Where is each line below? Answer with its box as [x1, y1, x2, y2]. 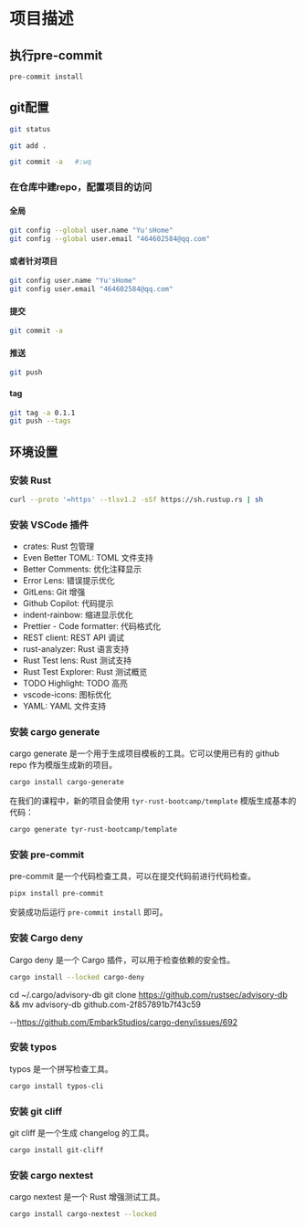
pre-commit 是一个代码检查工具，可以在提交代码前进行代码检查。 [9, 871, 257, 882]
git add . [9, 141, 47, 151]
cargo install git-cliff [9, 1145, 104, 1155]
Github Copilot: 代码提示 [22, 598, 114, 609]
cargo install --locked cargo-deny [9, 972, 145, 981]
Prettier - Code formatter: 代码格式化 [22, 621, 162, 632]
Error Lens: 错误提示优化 [22, 575, 116, 586]
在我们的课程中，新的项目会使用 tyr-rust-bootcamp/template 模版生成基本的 [9, 795, 297, 806]
